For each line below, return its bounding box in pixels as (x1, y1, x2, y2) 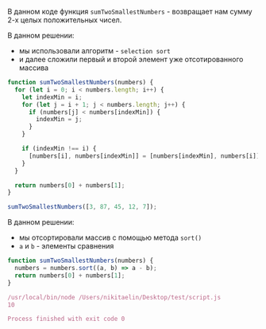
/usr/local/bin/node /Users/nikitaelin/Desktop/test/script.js (7, 293, 222, 301)
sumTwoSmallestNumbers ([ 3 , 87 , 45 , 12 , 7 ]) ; (7, 203, 157, 211)
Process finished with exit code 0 (7, 315, 125, 323)
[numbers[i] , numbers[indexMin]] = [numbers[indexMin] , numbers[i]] (28, 151, 260, 160)
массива (18, 63, 49, 72)
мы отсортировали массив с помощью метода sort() (18, 233, 202, 242)
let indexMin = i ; (21, 93, 83, 101)
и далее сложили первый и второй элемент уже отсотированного (18, 55, 244, 64)
